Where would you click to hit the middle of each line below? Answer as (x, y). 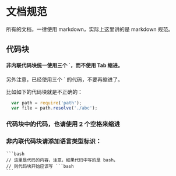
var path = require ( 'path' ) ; (47, 103)
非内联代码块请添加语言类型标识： (54, 142)
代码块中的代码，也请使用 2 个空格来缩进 (63, 124)
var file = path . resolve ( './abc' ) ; (54, 108)
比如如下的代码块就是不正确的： (44, 91)
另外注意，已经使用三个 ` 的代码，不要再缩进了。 (65, 79)
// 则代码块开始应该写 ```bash (40, 166)
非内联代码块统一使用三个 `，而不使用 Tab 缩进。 (65, 65)
